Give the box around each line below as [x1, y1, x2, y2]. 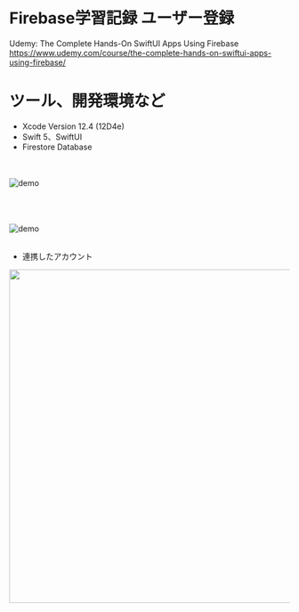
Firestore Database [21, 141, 93, 152]
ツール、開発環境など [9, 91, 166, 111]
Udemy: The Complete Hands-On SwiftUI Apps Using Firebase [9, 37, 239, 49]
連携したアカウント [21, 251, 93, 262]
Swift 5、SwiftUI [21, 131, 83, 142]
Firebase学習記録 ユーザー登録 [9, 8, 235, 28]
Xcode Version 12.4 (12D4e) [21, 121, 125, 132]
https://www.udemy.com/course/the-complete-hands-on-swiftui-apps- [9, 47, 272, 58]
